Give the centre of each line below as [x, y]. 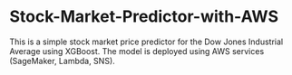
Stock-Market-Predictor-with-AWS [144, 17]
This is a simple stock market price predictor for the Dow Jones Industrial [146, 42]
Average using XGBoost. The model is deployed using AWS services [137, 51]
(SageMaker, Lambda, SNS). [62, 61]
